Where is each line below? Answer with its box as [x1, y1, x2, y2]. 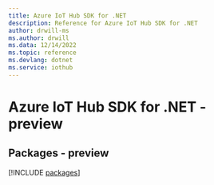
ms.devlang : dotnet [8, 57, 73, 65]
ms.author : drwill [8, 33, 69, 42]
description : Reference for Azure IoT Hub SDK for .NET [8, 19, 198, 27]
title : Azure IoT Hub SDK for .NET [8, 11, 127, 20]
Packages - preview [8, 147, 109, 160]
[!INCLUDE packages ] [8, 167, 81, 177]
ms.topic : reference [8, 49, 77, 57]
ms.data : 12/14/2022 [8, 41, 77, 49]
